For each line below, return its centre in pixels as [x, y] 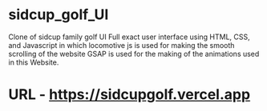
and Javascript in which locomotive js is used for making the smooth [121, 45]
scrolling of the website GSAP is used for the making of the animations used [134, 54]
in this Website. [34, 62]
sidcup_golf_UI [59, 15]
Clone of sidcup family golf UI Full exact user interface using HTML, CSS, [129, 37]
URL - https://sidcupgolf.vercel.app [129, 95]
